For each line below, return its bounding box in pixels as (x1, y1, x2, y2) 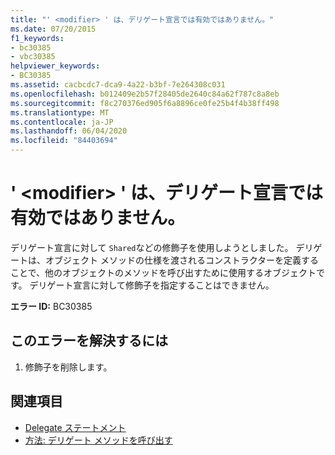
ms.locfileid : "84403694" (10, 136, 118, 146)
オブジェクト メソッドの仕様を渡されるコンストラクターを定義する (44, 254, 320, 266)
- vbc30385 (10, 52, 56, 62)
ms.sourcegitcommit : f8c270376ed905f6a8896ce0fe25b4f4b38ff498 (10, 98, 280, 108)
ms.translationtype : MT (10, 107, 110, 118)
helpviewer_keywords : (10, 61, 101, 71)
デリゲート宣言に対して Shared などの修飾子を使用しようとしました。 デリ (10, 241, 314, 253)
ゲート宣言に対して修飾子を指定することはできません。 (46, 279, 275, 291)
